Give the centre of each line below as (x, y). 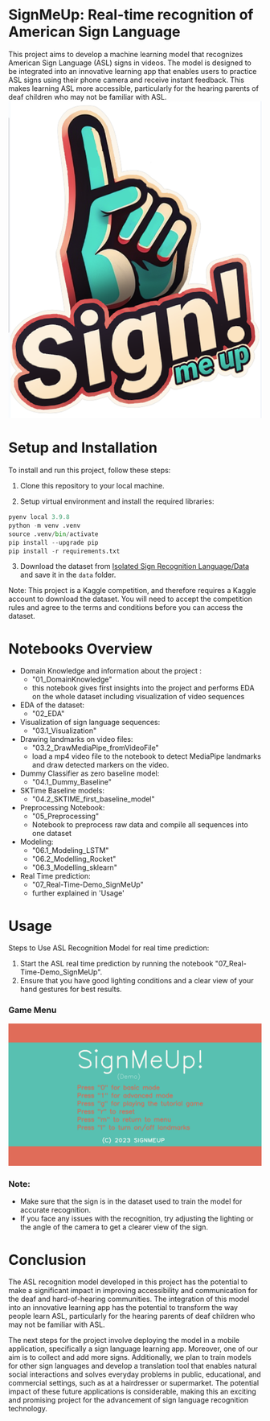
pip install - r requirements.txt (64, 551)
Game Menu (33, 1010)
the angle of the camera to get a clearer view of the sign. (114, 1227)
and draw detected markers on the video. (100, 765)
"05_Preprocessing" (65, 816)
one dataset (52, 834)
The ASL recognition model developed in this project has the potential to (128, 1282)
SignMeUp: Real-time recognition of (131, 15)
